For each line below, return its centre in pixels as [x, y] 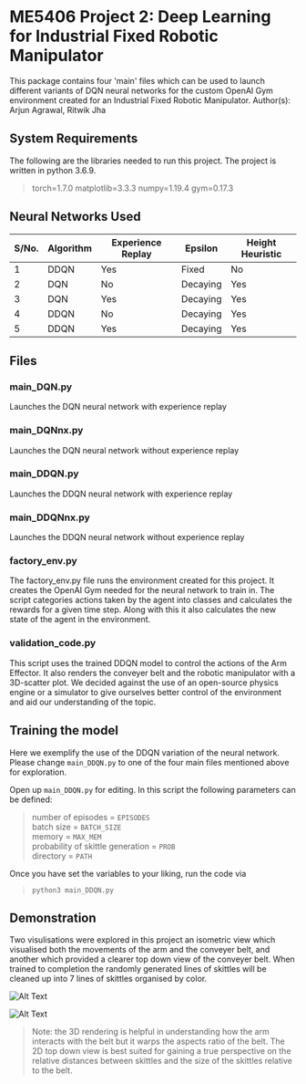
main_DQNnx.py [46, 431]
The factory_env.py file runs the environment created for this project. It [142, 580]
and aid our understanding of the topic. [83, 702]
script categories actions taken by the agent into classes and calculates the [151, 600]
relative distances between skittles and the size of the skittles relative [162, 1061]
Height [261, 242]
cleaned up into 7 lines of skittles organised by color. [108, 979]
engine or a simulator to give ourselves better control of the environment [146, 692]
